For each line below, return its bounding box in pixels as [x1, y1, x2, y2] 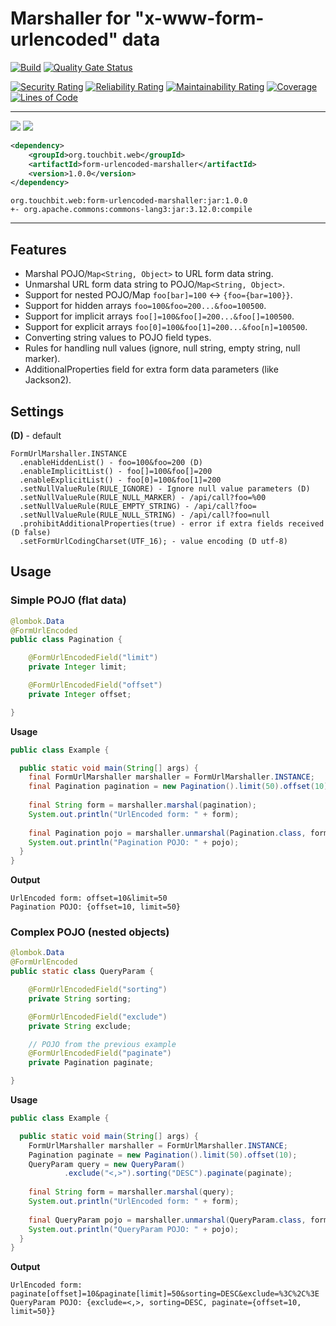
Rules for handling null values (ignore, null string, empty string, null [24, 342, 301, 354]
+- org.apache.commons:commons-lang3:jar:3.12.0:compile [10, 205, 253, 215]
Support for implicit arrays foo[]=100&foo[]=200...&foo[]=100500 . [24, 310, 295, 322]
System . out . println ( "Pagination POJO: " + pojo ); [28, 837, 240, 847]
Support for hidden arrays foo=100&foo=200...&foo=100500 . [24, 300, 267, 312]
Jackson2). [24, 374, 72, 386]
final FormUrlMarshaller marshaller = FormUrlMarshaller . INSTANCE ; [28, 772, 315, 782]
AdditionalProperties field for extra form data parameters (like [24, 363, 279, 376]
